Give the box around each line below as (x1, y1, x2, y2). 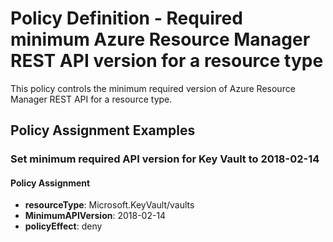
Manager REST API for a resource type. (10, 93, 173, 105)
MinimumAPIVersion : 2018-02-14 (24, 210, 167, 222)
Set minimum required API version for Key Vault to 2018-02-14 (10, 152, 320, 166)
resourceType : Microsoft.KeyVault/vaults (24, 199, 195, 211)
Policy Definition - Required (10, 7, 243, 30)
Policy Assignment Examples (10, 122, 196, 139)
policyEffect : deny (24, 220, 103, 232)
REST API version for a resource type (10, 50, 324, 72)
